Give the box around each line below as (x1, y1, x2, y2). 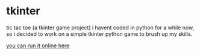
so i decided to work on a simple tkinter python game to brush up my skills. (6, 30, 193, 37)
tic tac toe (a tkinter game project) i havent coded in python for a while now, (6, 24, 195, 31)
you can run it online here (6, 42, 70, 49)
